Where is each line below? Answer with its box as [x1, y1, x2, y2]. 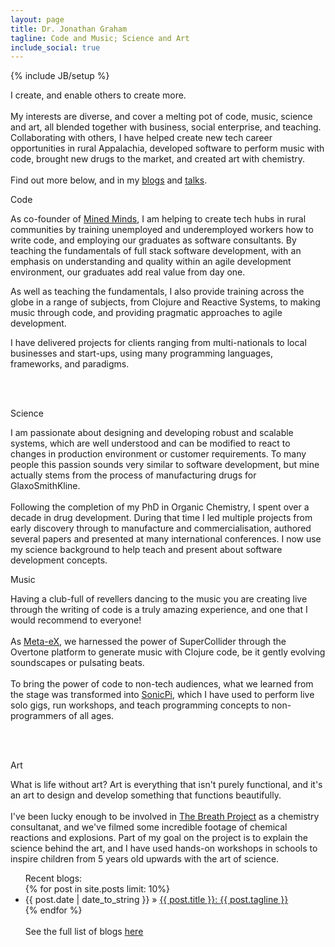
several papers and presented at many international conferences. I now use [10, 533, 322, 545]
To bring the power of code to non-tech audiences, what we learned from [10, 678, 314, 690]
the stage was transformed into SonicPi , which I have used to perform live [10, 689, 315, 701]
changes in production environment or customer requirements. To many [10, 448, 307, 460]
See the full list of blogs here [24, 926, 144, 938]
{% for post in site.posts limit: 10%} [24, 883, 171, 895]
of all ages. [68, 710, 115, 722]
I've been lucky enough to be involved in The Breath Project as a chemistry [10, 811, 320, 823]
